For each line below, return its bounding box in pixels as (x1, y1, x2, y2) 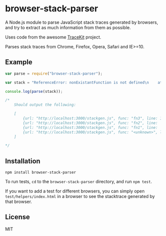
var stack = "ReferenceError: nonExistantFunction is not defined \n (5, 80, 149, 85)
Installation (5, 157, 41, 165)
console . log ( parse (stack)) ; (5, 89, 63, 94)
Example (5, 58, 33, 67)
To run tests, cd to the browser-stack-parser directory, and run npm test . (5, 179, 152, 185)
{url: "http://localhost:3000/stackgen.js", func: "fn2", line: (23, 120, 158, 125)
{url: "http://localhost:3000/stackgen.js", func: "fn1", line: (23, 125, 158, 130)
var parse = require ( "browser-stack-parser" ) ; (5, 71, 103, 76)
